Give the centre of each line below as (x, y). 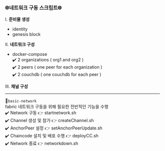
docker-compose (30, 54)
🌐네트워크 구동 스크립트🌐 (34, 7)
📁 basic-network (21, 101)
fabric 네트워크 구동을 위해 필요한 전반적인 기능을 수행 (57, 107)
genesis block (26, 34)
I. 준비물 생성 (17, 19)
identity (20, 29)
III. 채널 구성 (17, 86)
